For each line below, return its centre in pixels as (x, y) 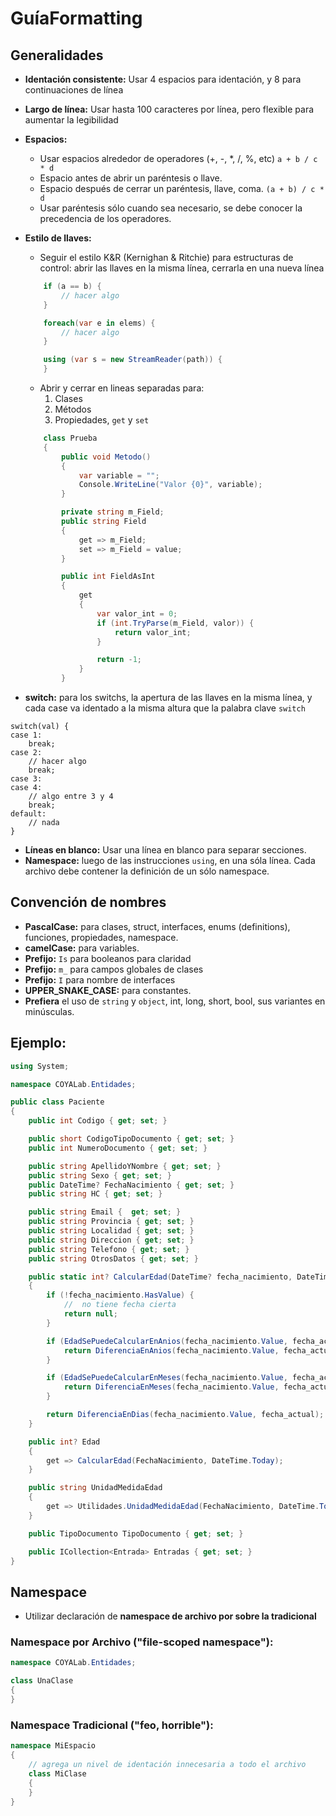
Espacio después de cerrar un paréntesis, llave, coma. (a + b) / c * (182, 188)
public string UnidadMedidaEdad (95, 1488)
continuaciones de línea (74, 90)
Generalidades (57, 55)
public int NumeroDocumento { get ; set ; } (118, 1148)
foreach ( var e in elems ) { (99, 323)
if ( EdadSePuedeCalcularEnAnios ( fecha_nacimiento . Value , (167, 1341)
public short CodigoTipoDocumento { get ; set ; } (131, 1139)
